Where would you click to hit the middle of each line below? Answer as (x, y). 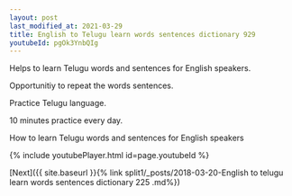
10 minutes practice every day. (66, 120)
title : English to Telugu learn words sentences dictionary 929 (132, 34)
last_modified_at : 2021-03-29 (66, 26)
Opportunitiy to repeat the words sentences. (91, 85)
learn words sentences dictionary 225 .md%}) (95, 183)
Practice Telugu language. (58, 103)
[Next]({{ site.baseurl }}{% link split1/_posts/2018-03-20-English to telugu (146, 173)
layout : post (34, 18)
